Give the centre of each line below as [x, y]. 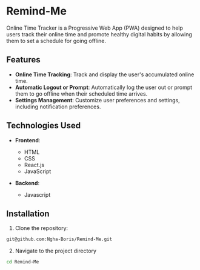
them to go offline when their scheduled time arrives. [81, 94]
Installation [28, 213]
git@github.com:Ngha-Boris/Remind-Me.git [59, 239]
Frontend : [28, 140]
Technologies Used [43, 126]
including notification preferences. [58, 107]
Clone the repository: [42, 228]
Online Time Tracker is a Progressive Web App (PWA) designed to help [95, 28]
